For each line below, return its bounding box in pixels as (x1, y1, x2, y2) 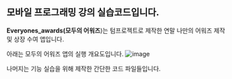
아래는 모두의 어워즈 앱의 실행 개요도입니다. (6, 49, 124, 58)
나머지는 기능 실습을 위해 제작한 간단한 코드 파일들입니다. (6, 64, 161, 73)
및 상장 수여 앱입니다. (6, 35, 64, 43)
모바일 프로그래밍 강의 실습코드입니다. (6, 6, 160, 19)
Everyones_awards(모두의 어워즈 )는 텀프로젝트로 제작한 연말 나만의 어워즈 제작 (6, 26, 226, 35)
